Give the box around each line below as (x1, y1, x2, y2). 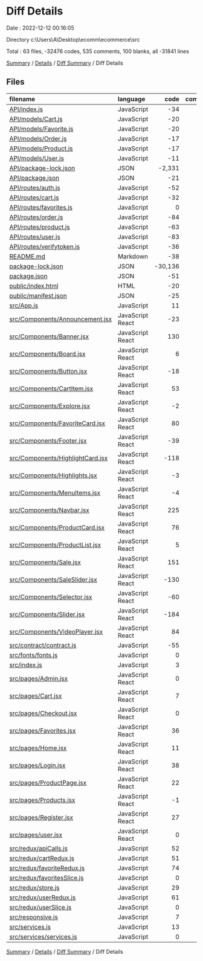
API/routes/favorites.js (9, 203, 72, 211)
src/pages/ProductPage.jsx (9, 778, 87, 786)
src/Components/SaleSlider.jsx (9, 575, 98, 583)
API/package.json (9, 173, 59, 182)
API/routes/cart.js (9, 193, 59, 202)
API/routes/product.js (9, 222, 71, 231)
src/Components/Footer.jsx (9, 436, 88, 445)
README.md (9, 252, 45, 260)
